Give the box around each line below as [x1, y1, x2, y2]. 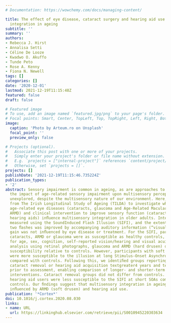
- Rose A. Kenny [5, 64, 40, 69]
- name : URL [5, 306, 31, 311]
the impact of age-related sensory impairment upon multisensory [10, 192, 152, 197]
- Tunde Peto [5, 59, 33, 64]
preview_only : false [10, 135, 53, 140]
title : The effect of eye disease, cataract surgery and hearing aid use [5, 16, 165, 22]
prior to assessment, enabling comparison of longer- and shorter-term [10, 267, 165, 273]
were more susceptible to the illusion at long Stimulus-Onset [10, 253, 147, 258]
